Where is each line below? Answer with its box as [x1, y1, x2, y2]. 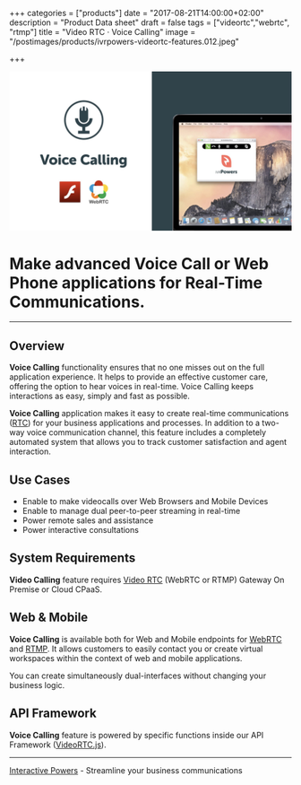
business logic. [9, 679, 65, 690]
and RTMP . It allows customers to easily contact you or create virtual [9, 643, 263, 654]
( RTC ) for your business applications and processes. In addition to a [9, 417, 261, 429]
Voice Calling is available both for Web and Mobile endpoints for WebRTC [9, 633, 282, 644]
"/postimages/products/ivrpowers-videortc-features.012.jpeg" [9, 36, 240, 47]
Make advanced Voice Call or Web [9, 253, 269, 274]
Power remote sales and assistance [21, 515, 154, 526]
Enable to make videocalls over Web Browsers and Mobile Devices [21, 496, 269, 507]
